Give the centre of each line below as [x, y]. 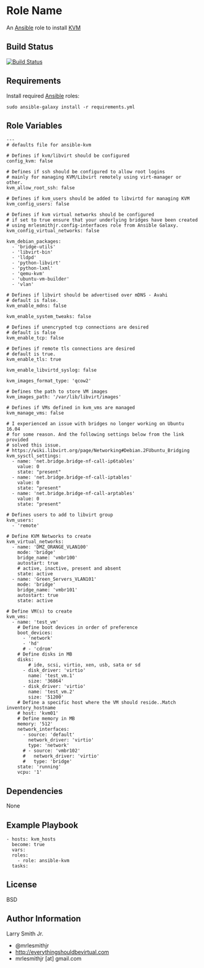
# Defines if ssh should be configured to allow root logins [86, 172]
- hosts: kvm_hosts [31, 839]
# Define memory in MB [46, 719]
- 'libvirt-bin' [32, 252]
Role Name [34, 11]
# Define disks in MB [45, 654]
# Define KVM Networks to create [49, 537]
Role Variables [34, 125]
